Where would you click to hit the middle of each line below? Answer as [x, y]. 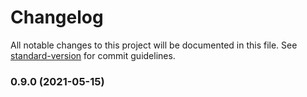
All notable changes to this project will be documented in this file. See [154, 45]
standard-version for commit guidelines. [93, 55]
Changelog [57, 17]
